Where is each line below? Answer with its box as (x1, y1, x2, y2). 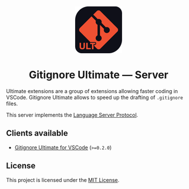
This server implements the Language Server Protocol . (6, 111, 139, 118)
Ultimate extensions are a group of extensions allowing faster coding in (6, 87, 178, 94)
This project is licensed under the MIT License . (6, 176, 120, 183)
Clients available (6, 128, 69, 138)
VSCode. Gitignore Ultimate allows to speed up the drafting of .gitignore (6, 94, 183, 101)
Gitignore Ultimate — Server (28, 68, 169, 82)
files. (6, 100, 18, 107)
